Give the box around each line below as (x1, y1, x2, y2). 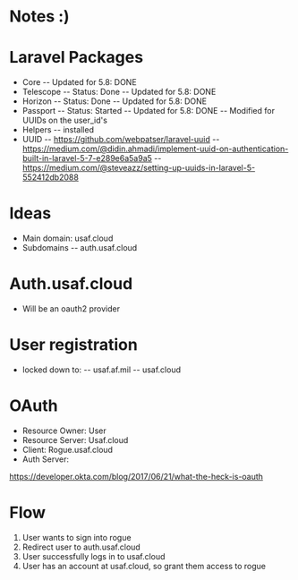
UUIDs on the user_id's (21, 115, 107, 126)
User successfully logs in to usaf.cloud (21, 550, 166, 561)
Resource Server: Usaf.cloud (21, 434, 129, 445)
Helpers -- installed (21, 124, 94, 135)
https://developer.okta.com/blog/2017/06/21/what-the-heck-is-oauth (9, 471, 264, 482)
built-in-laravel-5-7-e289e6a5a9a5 (21, 153, 152, 164)
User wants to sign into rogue (21, 532, 132, 542)
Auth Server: (21, 454, 70, 465)
